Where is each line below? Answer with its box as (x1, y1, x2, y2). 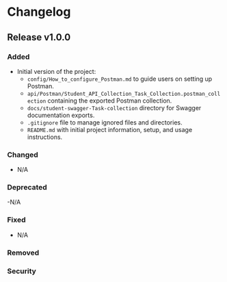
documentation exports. (27, 111, 95, 119)
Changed (7, 150, 39, 159)
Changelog (7, 4, 71, 20)
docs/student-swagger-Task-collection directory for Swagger (27, 103, 202, 112)
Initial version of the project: (16, 67, 96, 75)
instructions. (27, 133, 63, 141)
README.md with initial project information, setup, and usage (27, 125, 193, 133)
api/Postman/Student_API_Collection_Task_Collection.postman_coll (27, 90, 221, 97)
